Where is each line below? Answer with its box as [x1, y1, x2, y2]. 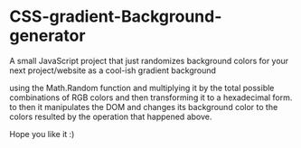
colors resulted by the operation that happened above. [9, 111, 212, 122]
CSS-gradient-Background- [9, 6, 222, 27]
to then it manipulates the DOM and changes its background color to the [9, 101, 278, 112]
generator [9, 25, 86, 46]
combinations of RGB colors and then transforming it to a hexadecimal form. [9, 92, 293, 103]
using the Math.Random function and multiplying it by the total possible [9, 82, 275, 93]
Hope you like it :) [9, 128, 75, 139]
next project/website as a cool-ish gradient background [9, 65, 217, 76]
